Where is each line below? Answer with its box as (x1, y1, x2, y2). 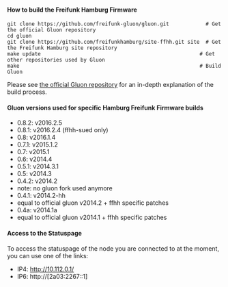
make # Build (7, 62, 222, 70)
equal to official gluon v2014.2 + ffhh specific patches (16, 199, 169, 207)
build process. (7, 88, 48, 96)
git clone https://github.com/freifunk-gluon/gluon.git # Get (7, 21, 222, 27)
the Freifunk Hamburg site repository (7, 45, 117, 51)
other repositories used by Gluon (7, 57, 106, 64)
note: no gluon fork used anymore (16, 184, 113, 192)
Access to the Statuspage (7, 229, 82, 237)
